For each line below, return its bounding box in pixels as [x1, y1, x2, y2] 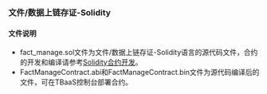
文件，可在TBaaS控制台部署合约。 [19, 77, 133, 87]
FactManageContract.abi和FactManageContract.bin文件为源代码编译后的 [19, 68, 260, 77]
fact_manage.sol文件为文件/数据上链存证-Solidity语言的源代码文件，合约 [19, 48, 258, 57]
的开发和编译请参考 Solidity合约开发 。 [19, 57, 143, 67]
